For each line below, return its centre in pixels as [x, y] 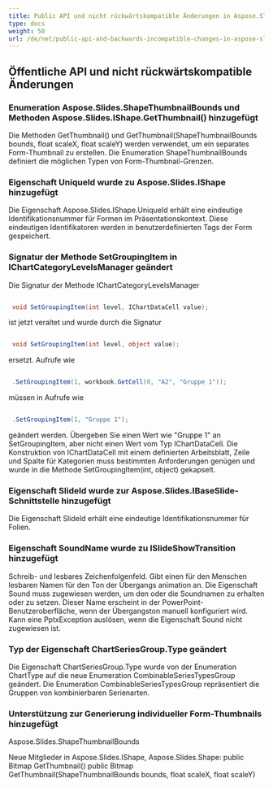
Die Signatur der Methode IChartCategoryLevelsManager [104, 285]
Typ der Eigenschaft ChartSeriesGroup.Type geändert [118, 649]
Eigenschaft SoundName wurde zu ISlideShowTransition [122, 548]
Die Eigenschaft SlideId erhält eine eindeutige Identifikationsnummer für [129, 519]
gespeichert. [30, 236]
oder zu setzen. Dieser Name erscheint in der [84, 602]
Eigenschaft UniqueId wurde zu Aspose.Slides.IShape [117, 182]
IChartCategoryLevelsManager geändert [91, 267]
